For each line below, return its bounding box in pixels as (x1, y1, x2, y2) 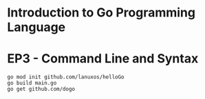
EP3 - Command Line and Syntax (7, 51, 199, 67)
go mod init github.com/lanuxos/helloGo (7, 74, 125, 80)
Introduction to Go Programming (7, 5, 196, 21)
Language (7, 19, 66, 35)
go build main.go (7, 80, 57, 87)
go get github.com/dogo (7, 86, 76, 93)
